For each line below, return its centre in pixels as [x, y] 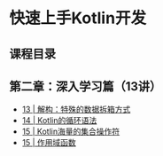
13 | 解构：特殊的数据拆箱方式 [76, 109]
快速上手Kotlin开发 [78, 18]
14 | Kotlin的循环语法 [59, 121]
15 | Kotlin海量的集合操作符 [71, 132]
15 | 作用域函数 [49, 143]
